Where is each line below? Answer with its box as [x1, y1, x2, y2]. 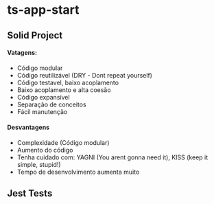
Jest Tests [7, 188, 53, 199]
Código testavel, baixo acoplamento [16, 78, 119, 87]
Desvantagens [7, 123, 50, 132]
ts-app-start [7, 2, 80, 18]
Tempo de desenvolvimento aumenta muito [16, 168, 140, 176]
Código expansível [16, 93, 70, 101]
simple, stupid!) [16, 160, 61, 168]
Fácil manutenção [16, 107, 68, 115]
